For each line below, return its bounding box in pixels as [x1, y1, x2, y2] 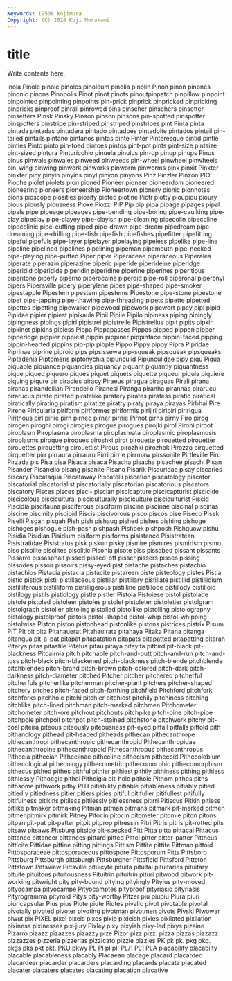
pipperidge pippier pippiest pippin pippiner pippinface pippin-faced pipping [7, 333, 223, 342]
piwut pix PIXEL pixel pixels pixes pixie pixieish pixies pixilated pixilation [7, 914, 212, 923]
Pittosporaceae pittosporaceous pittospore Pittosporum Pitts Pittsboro [7, 848, 208, 856]
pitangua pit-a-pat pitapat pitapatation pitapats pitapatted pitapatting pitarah [7, 635, 226, 643]
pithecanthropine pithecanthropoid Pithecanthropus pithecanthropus [7, 745, 204, 754]
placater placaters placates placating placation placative [7, 966, 168, 974]
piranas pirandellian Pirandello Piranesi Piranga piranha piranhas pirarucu [7, 385, 217, 393]
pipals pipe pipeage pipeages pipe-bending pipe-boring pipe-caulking [7, 208, 208, 216]
